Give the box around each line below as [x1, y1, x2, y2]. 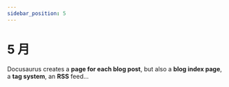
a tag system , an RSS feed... [7, 72, 89, 80]
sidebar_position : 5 [7, 10, 67, 17]
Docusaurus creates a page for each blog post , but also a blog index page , [7, 64, 222, 73]
